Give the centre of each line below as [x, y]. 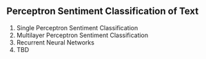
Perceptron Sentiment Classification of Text [103, 11]
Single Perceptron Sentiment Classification [77, 27]
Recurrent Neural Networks [55, 42]
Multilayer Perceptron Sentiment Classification [82, 35]
